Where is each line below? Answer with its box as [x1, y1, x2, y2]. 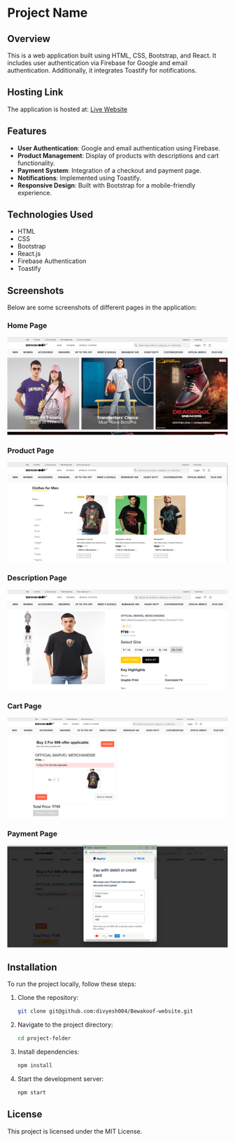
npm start [17, 1089, 47, 1096]
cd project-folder [17, 1035, 71, 1042]
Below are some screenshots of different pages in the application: [7, 303, 197, 312]
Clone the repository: [17, 994, 79, 1002]
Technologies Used [7, 209, 93, 221]
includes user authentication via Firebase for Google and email [7, 59, 187, 67]
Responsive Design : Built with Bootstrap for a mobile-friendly [17, 181, 196, 190]
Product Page [7, 446, 55, 456]
